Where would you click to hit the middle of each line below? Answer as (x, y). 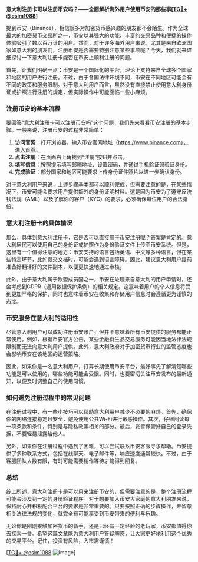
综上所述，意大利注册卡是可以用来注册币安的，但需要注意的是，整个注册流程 (99, 491)
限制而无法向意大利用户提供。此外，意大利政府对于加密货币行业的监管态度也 (99, 346)
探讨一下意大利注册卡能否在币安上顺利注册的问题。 (73, 57)
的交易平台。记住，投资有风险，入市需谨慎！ (60, 541)
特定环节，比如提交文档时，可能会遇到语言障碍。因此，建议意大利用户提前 (101, 259)
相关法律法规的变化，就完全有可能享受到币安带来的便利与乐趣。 (83, 514)
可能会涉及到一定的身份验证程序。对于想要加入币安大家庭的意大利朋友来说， (99, 499)
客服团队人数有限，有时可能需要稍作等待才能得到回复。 (73, 461)
